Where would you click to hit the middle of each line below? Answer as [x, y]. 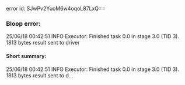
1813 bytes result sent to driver [43, 43]
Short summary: [26, 56]
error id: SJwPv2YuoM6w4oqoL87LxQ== [56, 8]
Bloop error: [23, 23]
